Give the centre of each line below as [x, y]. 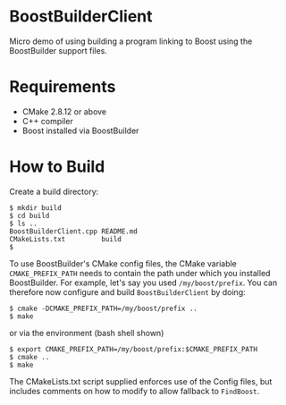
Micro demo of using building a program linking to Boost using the [131, 41]
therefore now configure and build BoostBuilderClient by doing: [127, 291]
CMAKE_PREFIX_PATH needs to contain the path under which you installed [140, 273]
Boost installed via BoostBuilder [80, 131]
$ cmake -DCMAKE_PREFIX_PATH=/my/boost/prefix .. [104, 308]
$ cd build [29, 215]
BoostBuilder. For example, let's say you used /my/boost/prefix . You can [143, 283]
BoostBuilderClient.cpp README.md [74, 231]
